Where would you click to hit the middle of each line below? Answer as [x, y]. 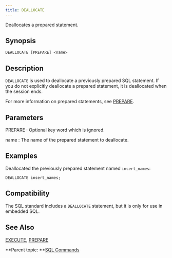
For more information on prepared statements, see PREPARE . [70, 102]
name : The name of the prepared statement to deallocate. [67, 140]
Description [24, 68]
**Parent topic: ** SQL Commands [42, 250]
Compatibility [27, 194]
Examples [21, 156]
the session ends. [24, 92]
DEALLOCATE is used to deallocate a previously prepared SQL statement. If [82, 81]
